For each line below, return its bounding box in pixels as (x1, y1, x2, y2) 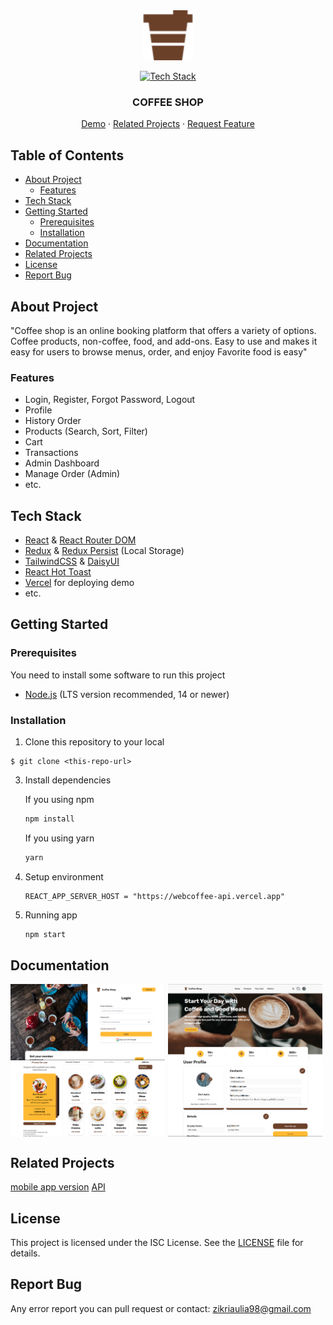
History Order (24, 415, 82, 427)
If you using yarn (24, 832, 95, 844)
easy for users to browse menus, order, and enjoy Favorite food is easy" (10, 345, 308, 358)
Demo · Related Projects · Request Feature (81, 118, 255, 130)
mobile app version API (10, 1181, 106, 1193)
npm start (24, 929, 67, 939)
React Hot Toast (24, 566, 92, 578)
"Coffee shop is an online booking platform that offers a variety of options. (10, 324, 317, 336)
